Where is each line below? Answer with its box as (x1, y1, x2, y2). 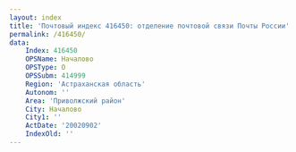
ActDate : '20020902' (25, 122, 102, 131)
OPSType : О (25, 63, 66, 72)
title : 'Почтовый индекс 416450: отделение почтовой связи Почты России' (9, 21, 291, 30)
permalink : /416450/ (9, 30, 87, 38)
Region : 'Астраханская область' (25, 80, 146, 89)
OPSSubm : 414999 (25, 72, 87, 80)
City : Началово (25, 105, 82, 114)
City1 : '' (25, 113, 63, 122)
